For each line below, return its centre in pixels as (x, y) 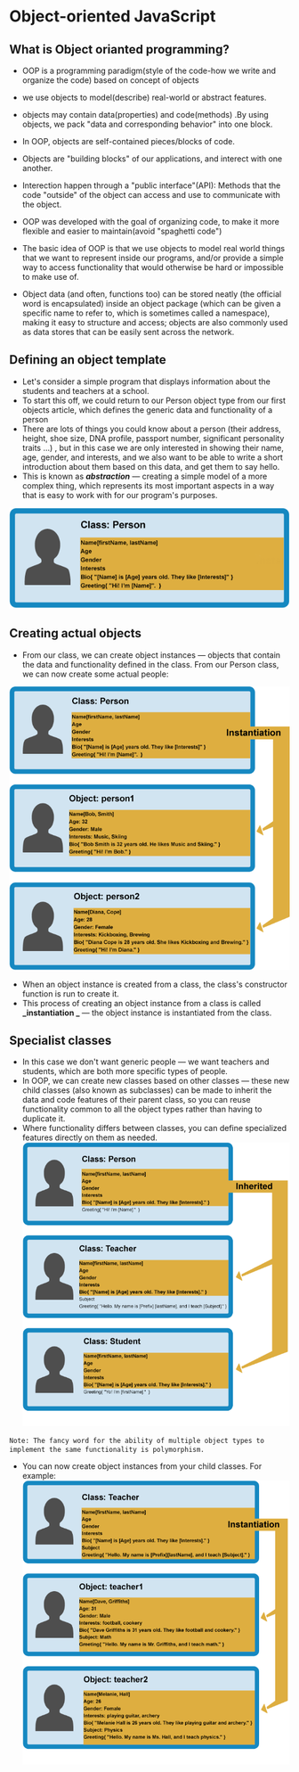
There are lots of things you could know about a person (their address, (152, 429)
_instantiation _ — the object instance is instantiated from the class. (147, 1013)
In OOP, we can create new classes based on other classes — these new (156, 1081)
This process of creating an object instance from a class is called (141, 1003)
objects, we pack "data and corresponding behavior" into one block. (147, 124)
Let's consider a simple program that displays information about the (146, 381)
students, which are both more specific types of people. (125, 1071)
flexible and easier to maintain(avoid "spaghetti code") (122, 231)
